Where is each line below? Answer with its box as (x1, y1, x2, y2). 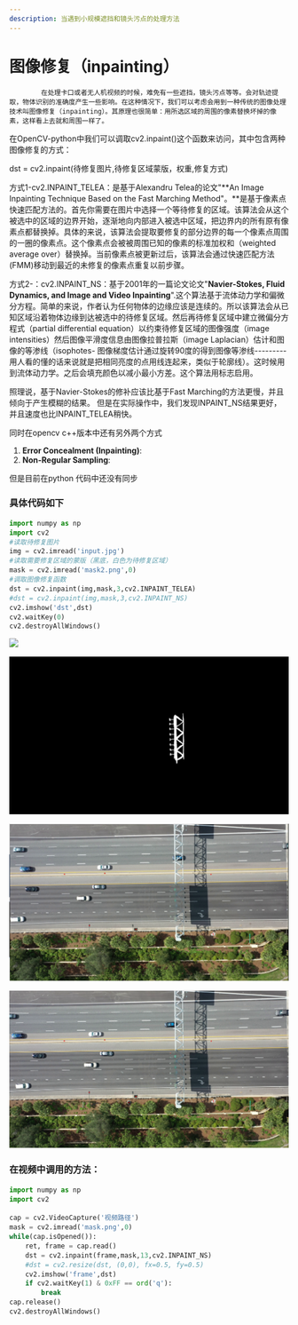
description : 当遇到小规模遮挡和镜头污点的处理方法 (9, 14, 180, 23)
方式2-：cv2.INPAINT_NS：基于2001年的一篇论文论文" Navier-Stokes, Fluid (9, 278, 286, 289)
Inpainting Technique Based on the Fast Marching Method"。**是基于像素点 (9, 193, 286, 203)
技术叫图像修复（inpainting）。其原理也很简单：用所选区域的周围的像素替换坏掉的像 (9, 107, 277, 115)
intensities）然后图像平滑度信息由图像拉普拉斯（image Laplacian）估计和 (9, 334, 278, 345)
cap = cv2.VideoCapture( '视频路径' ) (9, 1213, 139, 1223)
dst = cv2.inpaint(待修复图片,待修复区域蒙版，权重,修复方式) (9, 163, 229, 173)
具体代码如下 (9, 497, 65, 510)
